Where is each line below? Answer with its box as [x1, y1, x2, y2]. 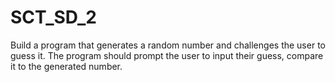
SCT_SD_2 [10, 6, 97, 29]
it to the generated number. [10, 60, 123, 72]
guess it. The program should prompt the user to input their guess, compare [10, 49, 324, 61]
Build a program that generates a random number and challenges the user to [10, 39, 326, 51]
